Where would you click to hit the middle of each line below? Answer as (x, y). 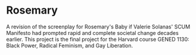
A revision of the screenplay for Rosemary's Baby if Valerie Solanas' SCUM (98, 27)
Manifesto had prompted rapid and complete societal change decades (92, 33)
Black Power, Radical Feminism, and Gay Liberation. (70, 46)
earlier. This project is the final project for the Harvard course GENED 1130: (98, 39)
